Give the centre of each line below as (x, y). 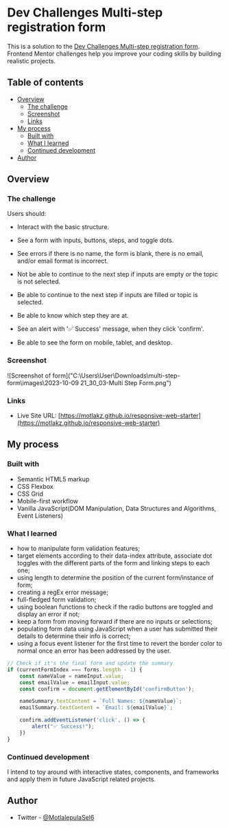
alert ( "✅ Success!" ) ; (63, 727)
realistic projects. (32, 61)
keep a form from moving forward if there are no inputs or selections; (114, 622)
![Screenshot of (29, 375)
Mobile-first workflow (48, 501)
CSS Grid (30, 494)
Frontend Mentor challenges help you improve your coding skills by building (114, 54)
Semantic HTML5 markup (53, 479)
